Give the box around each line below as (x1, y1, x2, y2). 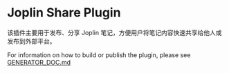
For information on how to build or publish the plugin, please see (7, 50, 191, 59)
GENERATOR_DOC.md (7, 58, 71, 66)
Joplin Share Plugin (7, 5, 121, 21)
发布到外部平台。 (7, 36, 56, 45)
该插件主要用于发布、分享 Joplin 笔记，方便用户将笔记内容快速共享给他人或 (7, 28, 222, 36)
